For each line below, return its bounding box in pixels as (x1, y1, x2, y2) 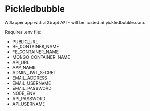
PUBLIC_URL (12, 38, 38, 44)
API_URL (12, 59, 30, 65)
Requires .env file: (5, 29, 42, 35)
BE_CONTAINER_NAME (12, 44, 60, 49)
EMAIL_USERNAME (12, 80, 51, 86)
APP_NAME (12, 65, 36, 70)
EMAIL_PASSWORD (12, 85, 52, 91)
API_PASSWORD (12, 95, 46, 101)
